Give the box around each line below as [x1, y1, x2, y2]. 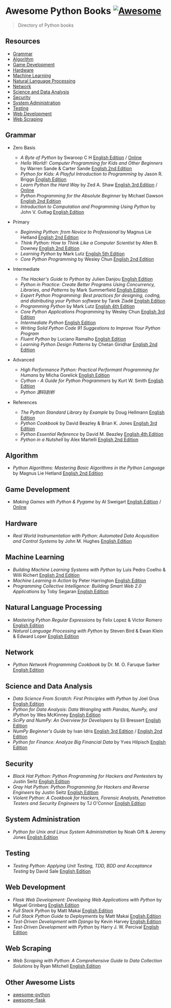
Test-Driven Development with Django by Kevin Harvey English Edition [12, 918, 161, 924]
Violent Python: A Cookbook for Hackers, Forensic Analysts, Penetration [12, 795, 166, 801]
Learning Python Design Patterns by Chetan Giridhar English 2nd [20, 341, 158, 347]
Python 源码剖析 [20, 389, 55, 395]
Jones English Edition [12, 834, 58, 840]
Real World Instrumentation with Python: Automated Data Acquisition [12, 533, 159, 538]
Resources [5, 37, 40, 46]
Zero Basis [12, 144, 36, 151]
